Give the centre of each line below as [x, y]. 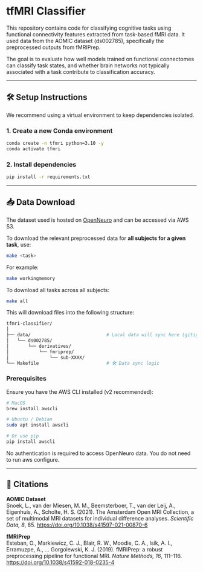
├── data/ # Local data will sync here [93, 335]
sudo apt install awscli [37, 425]
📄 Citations [27, 484]
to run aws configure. [33, 459]
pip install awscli [31, 442]
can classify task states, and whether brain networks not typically [88, 65]
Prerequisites [26, 379]
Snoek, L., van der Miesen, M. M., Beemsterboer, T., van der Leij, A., [91, 505]
